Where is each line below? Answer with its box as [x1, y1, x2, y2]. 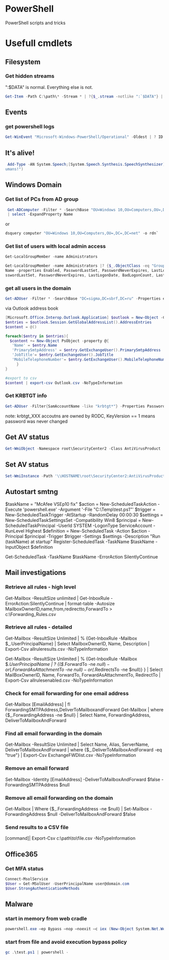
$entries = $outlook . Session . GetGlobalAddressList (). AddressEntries [5, 319, 152, 325]
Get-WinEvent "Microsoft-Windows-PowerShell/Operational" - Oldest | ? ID [5, 134, 163, 139]
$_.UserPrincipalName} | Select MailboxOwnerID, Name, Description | [5, 640, 150, 647]
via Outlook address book [5, 305, 59, 311]
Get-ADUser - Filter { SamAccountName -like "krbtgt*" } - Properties [5, 404, 145, 409]
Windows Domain [5, 180, 62, 189]
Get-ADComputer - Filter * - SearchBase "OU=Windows [7, 207, 116, 212]
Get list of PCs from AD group [5, 196, 79, 203]
